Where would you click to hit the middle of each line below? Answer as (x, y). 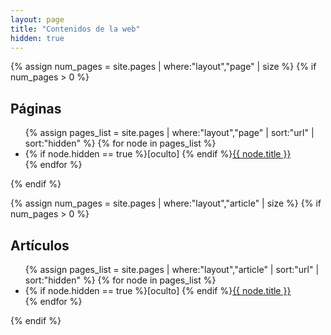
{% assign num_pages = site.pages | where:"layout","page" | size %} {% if (163, 67)
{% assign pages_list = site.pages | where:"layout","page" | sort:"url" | (169, 133)
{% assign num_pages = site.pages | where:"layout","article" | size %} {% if (166, 203)
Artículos (40, 245)
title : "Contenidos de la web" (75, 29)
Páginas (36, 108)
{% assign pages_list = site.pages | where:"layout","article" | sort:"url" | (172, 269)
